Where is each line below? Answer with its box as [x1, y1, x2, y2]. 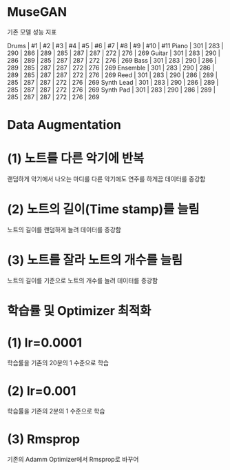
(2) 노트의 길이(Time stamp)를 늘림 [7, 201, 200, 217]
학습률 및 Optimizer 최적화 [7, 303, 151, 319]
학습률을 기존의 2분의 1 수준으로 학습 [7, 407, 105, 415]
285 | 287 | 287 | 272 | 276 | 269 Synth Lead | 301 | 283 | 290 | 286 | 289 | [7, 78, 219, 86]
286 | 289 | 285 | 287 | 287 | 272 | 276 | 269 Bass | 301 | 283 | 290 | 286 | [7, 56, 217, 64]
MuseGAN [7, 4, 67, 20]
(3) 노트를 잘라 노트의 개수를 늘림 [7, 252, 183, 268]
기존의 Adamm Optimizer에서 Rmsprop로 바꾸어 [7, 455, 139, 463]
